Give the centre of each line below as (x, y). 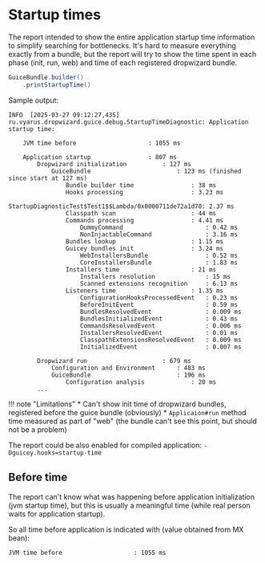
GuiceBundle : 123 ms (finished (146, 171)
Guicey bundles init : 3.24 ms (145, 248)
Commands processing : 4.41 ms (145, 220)
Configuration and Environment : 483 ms (128, 368)
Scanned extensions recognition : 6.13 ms (159, 284)
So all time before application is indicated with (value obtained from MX (126, 529)
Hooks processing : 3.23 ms (145, 192)
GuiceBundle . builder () (46, 77)
